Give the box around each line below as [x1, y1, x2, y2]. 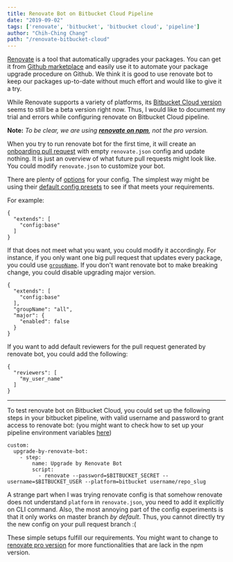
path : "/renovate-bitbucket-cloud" [7, 36, 110, 43]
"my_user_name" [19, 376, 64, 383]
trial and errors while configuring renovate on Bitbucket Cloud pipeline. [7, 113, 210, 122]
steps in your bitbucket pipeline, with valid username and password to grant [7, 414, 224, 422]
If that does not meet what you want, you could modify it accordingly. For [7, 246, 216, 254]
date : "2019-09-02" [7, 17, 64, 24]
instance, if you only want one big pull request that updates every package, [7, 254, 223, 262]
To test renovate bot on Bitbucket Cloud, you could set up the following [7, 406, 210, 415]
